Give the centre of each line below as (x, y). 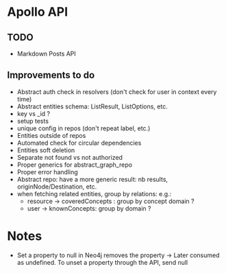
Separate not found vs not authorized (70, 157)
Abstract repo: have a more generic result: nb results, (92, 179)
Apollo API (38, 12)
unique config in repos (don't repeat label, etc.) (84, 128)
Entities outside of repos (51, 135)
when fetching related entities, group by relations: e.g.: (94, 193)
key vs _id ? (33, 113)
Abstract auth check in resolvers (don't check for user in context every (117, 92)
